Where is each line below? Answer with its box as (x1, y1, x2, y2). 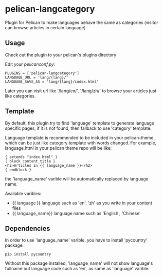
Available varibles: (5, 190, 42, 196)
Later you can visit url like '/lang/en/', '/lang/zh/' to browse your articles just (5, 88, 157, 94)
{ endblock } (5, 167, 32, 172)
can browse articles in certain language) (5, 24, 86, 30)
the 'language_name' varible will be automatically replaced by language (5, 176, 148, 181)
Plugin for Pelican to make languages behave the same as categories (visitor (5, 20, 159, 25)
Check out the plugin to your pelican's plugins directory (5, 52, 117, 58)
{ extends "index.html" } (5, 155, 57, 159)
